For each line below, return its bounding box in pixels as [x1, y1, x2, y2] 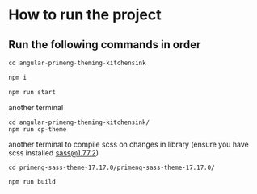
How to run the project [8, 6, 162, 24]
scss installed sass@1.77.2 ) [8, 147, 99, 158]
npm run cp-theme [8, 125, 67, 134]
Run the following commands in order [8, 38, 201, 52]
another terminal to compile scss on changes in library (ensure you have [8, 139, 249, 149]
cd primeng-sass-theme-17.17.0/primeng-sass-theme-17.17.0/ [8, 163, 216, 171]
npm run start [8, 88, 57, 96]
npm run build [8, 177, 57, 186]
